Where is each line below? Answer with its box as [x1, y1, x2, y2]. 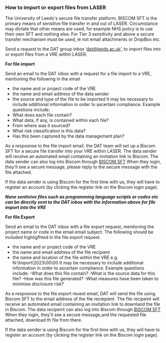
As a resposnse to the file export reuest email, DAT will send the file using [5, 291, 156, 297]
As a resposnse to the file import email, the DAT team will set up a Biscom [5, 143, 156, 149]
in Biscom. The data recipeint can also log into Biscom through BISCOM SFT [5, 307, 161, 313]
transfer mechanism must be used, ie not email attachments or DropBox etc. [5, 36, 161, 42]
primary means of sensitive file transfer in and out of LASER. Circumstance [5, 20, 158, 26]
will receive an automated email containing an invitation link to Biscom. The [5, 153, 159, 159]
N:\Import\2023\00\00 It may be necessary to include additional [12, 260, 144, 266]
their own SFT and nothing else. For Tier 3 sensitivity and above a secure [5, 31, 155, 37]
